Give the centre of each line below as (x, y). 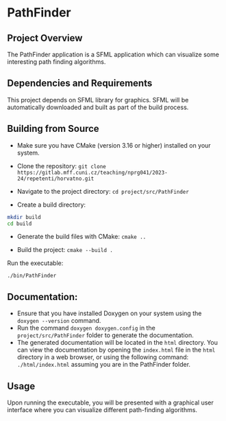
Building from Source (53, 129)
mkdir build (24, 217)
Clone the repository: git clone (61, 166)
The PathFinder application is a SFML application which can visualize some (113, 54)
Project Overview (45, 38)
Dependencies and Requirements (80, 83)
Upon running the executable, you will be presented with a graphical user (111, 402)
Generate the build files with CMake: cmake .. (81, 237)
